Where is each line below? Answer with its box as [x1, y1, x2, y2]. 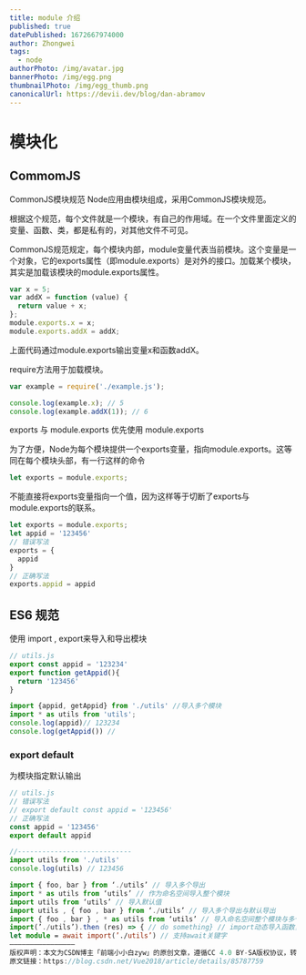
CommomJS [9, 168, 81, 184]
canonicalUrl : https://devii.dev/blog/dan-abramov [9, 89, 206, 98]
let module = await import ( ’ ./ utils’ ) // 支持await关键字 [9, 931, 228, 940]
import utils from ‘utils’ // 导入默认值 [9, 898, 162, 907]
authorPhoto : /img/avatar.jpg [9, 65, 125, 74]
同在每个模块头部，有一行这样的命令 [9, 455, 146, 466]
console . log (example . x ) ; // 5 [9, 398, 125, 408]
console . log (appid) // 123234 [9, 718, 120, 728]
